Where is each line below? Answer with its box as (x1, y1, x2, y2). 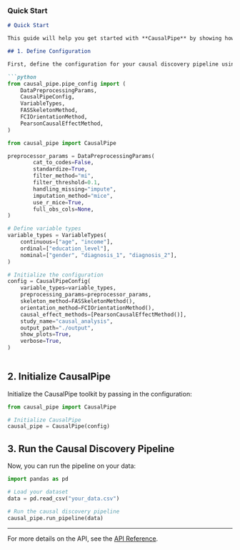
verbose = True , (20, 338, 62, 345)
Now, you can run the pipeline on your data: (7, 461, 136, 470)
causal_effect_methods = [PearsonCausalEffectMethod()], (20, 311, 187, 318)
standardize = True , (33, 166, 88, 173)
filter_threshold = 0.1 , (33, 179, 101, 186)
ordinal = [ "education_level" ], (20, 245, 111, 252)
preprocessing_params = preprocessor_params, (20, 291, 152, 299)
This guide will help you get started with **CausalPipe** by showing (7, 35, 222, 42)
